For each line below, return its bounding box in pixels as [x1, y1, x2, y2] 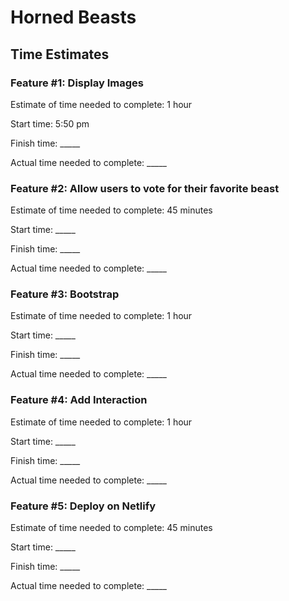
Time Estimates [10, 46, 110, 63]
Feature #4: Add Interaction [10, 393, 148, 407]
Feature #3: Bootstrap [10, 287, 120, 301]
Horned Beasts [10, 6, 137, 29]
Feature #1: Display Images [10, 76, 144, 90]
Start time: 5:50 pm [10, 117, 90, 130]
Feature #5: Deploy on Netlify [10, 499, 157, 513]
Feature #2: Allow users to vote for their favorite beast [10, 181, 280, 195]
